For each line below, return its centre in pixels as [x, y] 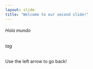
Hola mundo [18, 30]
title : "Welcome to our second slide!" [47, 14]
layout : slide [20, 10]
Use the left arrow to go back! [36, 61]
